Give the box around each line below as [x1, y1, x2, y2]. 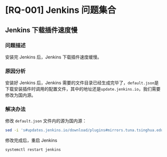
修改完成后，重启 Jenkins [5, 137, 58, 144]
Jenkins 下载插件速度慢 [5, 26, 78, 34]
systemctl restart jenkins [5, 147, 61, 153]
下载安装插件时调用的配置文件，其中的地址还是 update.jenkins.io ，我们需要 [5, 86, 161, 92]
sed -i [5, 128, 19, 133]
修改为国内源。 [5, 92, 36, 98]
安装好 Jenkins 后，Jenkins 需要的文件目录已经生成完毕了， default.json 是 [5, 80, 159, 86]
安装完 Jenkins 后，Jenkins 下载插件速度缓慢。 [5, 54, 102, 60]
